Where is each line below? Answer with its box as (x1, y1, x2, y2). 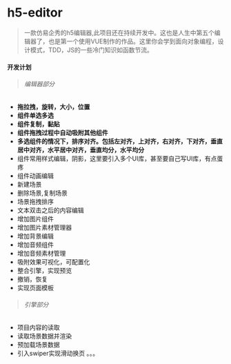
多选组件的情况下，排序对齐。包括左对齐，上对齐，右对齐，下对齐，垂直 (17, 136, 223, 145)
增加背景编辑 (17, 232, 54, 240)
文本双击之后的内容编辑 (17, 205, 84, 214)
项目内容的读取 (17, 323, 60, 332)
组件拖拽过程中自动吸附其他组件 (17, 128, 108, 136)
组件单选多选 (17, 111, 54, 119)
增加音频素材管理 (17, 249, 66, 257)
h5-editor (7, 5, 63, 21)
